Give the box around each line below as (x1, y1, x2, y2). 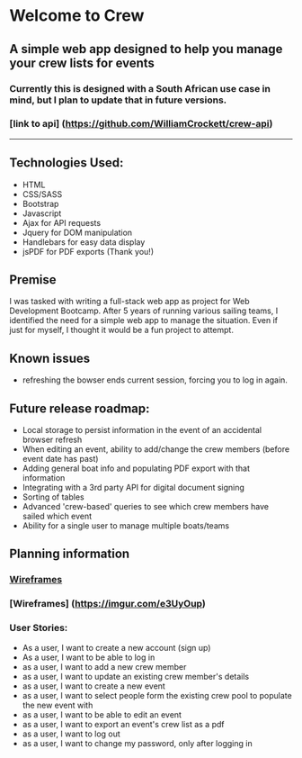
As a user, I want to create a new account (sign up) (22, 642, 211, 653)
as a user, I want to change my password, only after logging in (22, 737, 253, 748)
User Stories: (9, 622, 68, 635)
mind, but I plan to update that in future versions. (9, 94, 227, 106)
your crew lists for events (9, 55, 155, 70)
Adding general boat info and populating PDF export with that (22, 463, 250, 474)
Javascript (22, 208, 62, 219)
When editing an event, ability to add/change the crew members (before (22, 444, 290, 455)
